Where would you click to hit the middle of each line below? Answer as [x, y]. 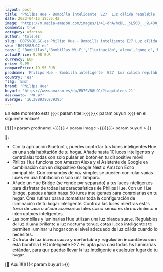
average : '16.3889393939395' [34, 100]
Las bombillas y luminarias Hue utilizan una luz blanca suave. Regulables [85, 219]
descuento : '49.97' [25, 95]
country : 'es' [19, 77]
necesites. [22, 234]
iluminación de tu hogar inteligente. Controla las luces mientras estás [81, 204]
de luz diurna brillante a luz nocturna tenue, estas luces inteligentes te [82, 224]
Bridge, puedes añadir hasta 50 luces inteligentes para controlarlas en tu [85, 193]
